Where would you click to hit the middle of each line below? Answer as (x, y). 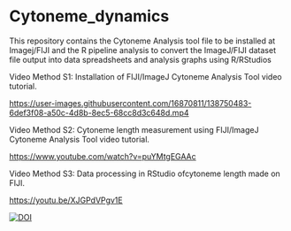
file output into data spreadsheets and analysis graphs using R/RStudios (140, 59)
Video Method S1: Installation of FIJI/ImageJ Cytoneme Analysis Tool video (145, 76)
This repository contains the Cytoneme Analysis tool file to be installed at (142, 41)
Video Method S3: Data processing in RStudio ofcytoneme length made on (145, 173)
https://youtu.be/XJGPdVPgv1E (66, 200)
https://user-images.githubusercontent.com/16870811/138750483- (130, 103)
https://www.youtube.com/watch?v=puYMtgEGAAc (103, 156)
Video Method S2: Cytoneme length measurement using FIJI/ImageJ (134, 129)
